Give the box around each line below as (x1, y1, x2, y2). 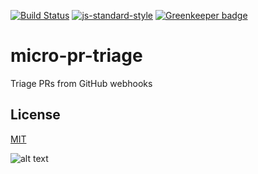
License (10, 106, 61, 124)
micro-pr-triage (10, 45, 143, 67)
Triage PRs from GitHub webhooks (10, 77, 153, 89)
